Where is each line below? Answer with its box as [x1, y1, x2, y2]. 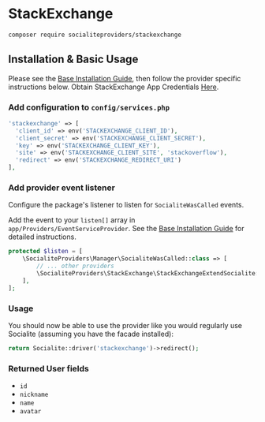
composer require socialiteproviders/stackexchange [8, 31, 181, 39]
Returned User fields [8, 363, 89, 374]
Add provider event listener [8, 182, 116, 193]
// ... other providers [36, 262, 114, 271]
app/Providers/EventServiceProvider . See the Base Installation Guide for [8, 224, 244, 233]
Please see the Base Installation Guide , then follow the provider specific [8, 73, 241, 83]
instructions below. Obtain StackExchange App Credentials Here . [8, 82, 219, 91]
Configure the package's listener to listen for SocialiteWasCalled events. [8, 200, 244, 210]
